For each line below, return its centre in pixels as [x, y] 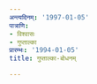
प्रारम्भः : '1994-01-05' [44, 50]
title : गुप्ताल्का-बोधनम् [43, 58]
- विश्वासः [22, 34]
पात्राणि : [19, 26]
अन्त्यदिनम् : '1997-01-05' [49, 17]
